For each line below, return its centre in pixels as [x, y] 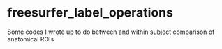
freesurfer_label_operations [90, 13]
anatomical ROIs [31, 39]
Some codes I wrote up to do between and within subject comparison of [111, 32]
